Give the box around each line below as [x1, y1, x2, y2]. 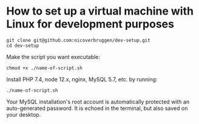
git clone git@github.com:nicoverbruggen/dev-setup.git [6, 37, 150, 43]
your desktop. [6, 111, 41, 118]
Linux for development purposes [6, 17, 175, 31]
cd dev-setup [6, 43, 39, 49]
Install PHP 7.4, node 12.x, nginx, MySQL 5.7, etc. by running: [6, 75, 158, 83]
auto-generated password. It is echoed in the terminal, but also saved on [6, 105, 188, 112]
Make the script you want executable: [6, 53, 100, 60]
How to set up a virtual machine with [6, 4, 194, 18]
